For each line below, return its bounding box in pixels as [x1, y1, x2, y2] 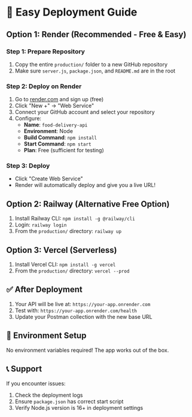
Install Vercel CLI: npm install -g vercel [14, 261, 116, 268]
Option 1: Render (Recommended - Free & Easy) [6, 29, 187, 40]
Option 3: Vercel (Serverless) [6, 245, 118, 255]
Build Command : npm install [23, 134, 97, 141]
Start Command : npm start [23, 140, 92, 147]
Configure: [14, 115, 42, 122]
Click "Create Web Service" [14, 175, 84, 182]
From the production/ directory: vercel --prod [14, 267, 130, 274]
